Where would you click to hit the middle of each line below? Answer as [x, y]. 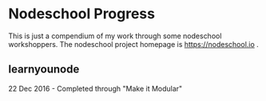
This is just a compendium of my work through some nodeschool [115, 36]
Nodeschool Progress [82, 14]
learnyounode [44, 70]
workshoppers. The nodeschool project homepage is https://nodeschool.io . [134, 44]
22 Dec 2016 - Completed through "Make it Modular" [95, 88]
